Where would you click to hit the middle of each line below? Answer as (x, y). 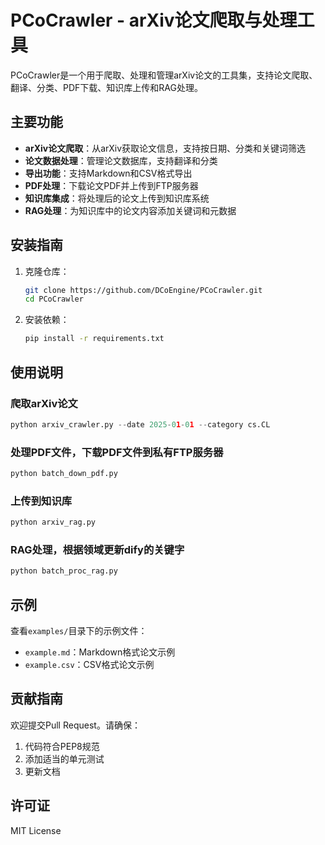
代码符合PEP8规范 (62, 746)
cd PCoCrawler (54, 299)
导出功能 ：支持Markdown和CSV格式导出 (108, 173)
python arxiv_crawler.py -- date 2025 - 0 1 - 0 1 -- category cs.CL (140, 424)
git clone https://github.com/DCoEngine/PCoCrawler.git (143, 290)
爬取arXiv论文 (44, 403)
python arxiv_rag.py (53, 522)
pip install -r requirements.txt (94, 339)
